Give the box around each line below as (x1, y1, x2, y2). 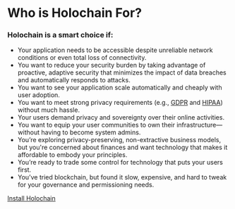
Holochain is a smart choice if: (7, 30, 114, 40)
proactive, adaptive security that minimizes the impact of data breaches (17, 68, 227, 77)
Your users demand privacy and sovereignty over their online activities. (17, 113, 224, 122)
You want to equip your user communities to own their (17, 121, 175, 129)
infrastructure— (176, 121, 223, 129)
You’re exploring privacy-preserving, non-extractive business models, (17, 136, 221, 144)
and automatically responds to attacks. (17, 76, 131, 84)
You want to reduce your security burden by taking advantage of (17, 61, 206, 70)
